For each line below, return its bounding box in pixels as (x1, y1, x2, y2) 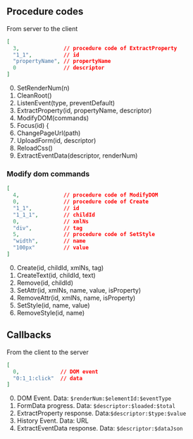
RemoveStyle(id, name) (16, 308, 85, 317)
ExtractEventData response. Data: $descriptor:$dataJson (16, 424, 183, 433)
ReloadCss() (16, 144, 54, 153)
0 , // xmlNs (13, 218, 89, 225)
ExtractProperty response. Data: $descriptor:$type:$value (16, 409, 187, 418)
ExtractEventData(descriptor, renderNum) (16, 151, 138, 160)
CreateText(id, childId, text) (16, 271, 96, 279)
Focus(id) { (16, 122, 49, 130)
